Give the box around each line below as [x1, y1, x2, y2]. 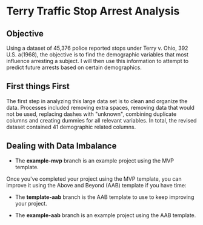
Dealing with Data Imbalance [6, 141, 117, 151]
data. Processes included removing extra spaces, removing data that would [6, 104, 195, 111]
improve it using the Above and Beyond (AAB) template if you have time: [6, 181, 187, 189]
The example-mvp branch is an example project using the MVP [15, 156, 175, 164]
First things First [6, 81, 70, 92]
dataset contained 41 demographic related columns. [6, 123, 136, 130]
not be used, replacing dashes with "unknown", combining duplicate [6, 110, 177, 118]
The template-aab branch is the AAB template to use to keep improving [15, 193, 195, 201]
